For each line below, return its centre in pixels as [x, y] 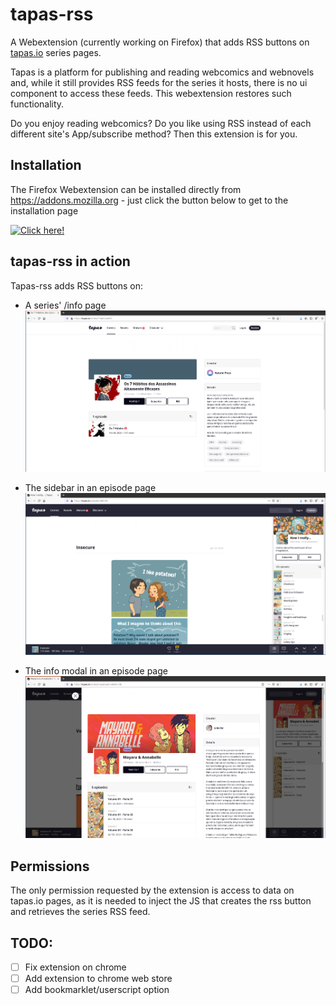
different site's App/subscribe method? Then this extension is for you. [154, 134]
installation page [44, 210]
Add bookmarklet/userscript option [97, 990]
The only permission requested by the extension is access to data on [152, 890]
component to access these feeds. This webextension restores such [151, 93]
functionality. [37, 104]
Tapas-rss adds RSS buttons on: [77, 285]
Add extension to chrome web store [98, 979]
